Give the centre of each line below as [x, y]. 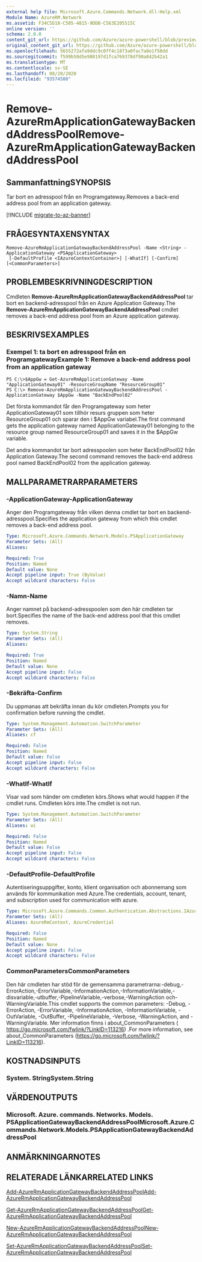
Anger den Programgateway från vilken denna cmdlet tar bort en [86, 513]
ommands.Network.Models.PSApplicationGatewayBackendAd [100, 1130]
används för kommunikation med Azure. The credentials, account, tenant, [96, 894]
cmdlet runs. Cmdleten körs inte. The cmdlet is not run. [74, 803]
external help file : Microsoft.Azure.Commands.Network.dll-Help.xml [94, 12]
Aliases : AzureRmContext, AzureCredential [60, 923]
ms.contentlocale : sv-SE [37, 68]
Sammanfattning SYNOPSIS [59, 182]
